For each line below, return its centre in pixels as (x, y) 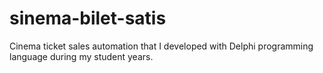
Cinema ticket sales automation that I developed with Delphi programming (161, 46)
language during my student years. (81, 56)
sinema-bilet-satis (88, 18)
